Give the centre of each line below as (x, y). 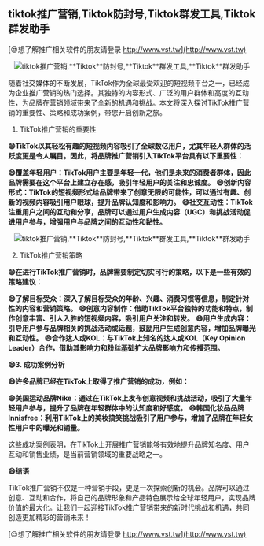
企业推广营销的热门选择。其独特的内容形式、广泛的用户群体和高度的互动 (132, 92)
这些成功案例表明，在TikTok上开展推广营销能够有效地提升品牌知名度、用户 (129, 444)
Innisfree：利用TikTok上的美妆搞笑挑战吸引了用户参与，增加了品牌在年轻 (127, 418)
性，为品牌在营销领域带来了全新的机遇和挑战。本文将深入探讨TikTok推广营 (129, 102)
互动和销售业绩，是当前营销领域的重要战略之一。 (87, 454)
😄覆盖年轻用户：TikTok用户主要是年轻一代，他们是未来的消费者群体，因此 (130, 173)
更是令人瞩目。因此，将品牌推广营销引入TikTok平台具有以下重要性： (133, 155)
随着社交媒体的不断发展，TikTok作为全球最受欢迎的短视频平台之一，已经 (126, 83)
